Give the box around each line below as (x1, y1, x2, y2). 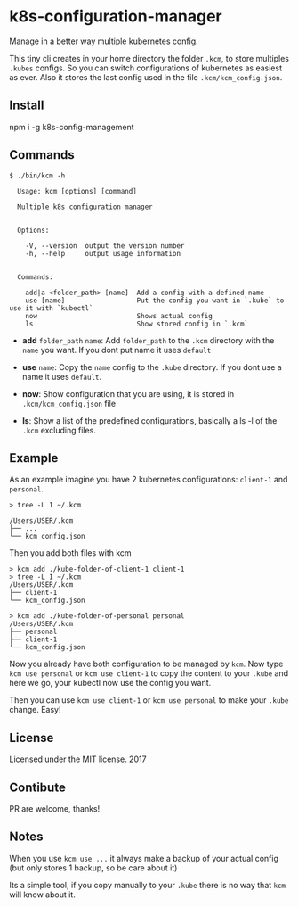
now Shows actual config (25, 311, 213, 320)
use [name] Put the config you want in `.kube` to (25, 296, 285, 305)
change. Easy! (9, 705, 61, 715)
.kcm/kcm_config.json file (21, 398, 117, 408)
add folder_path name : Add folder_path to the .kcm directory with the (21, 334, 275, 345)
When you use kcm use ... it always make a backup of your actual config (9, 853, 278, 863)
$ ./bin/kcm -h (9, 171, 66, 180)
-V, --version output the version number (25, 241, 185, 251)
